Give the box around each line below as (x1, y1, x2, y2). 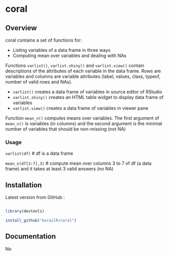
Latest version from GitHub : (5, 194, 65, 201)
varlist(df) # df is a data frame (5, 150, 73, 156)
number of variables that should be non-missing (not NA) (5, 126, 126, 132)
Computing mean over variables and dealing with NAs (12, 52, 126, 58)
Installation (5, 181, 42, 189)
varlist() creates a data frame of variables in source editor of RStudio (12, 89, 162, 95)
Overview (5, 24, 37, 32)
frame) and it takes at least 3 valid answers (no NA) (5, 166, 114, 172)
